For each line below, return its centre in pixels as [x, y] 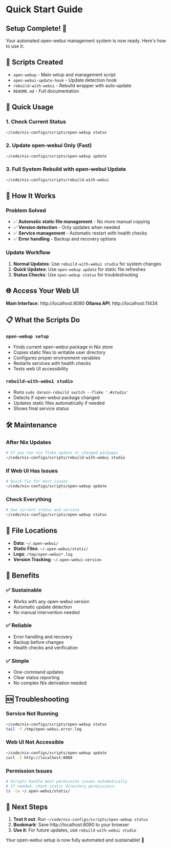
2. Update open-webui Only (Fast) [49, 146]
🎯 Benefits [23, 576]
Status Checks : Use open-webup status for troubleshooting [76, 274]
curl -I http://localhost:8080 [39, 758]
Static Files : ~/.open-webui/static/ [51, 548]
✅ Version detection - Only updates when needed [67, 227]
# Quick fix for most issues [37, 481]
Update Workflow [28, 252]
